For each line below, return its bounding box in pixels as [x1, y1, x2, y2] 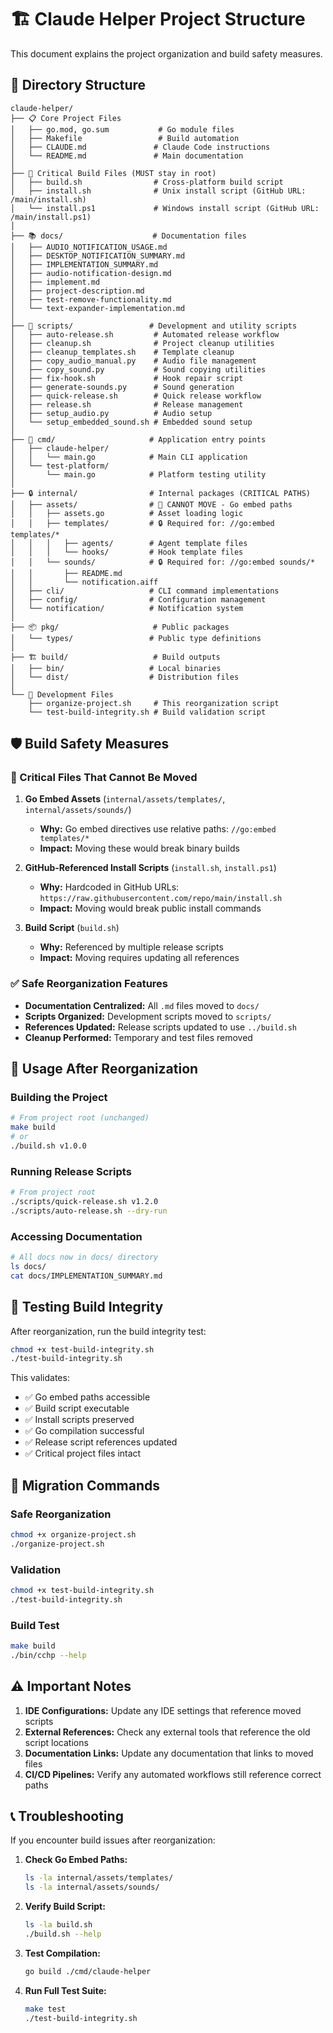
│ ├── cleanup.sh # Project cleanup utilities [10, 338, 275, 348]
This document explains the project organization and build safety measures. [10, 47, 323, 60]
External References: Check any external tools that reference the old [24, 1726, 311, 1738]
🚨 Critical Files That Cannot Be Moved [10, 771, 198, 785]
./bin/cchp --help [10, 1650, 87, 1660]
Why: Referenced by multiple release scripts [39, 941, 224, 953]
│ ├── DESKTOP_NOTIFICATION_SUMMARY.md [10, 251, 186, 261]
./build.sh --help [24, 1929, 102, 1940]
